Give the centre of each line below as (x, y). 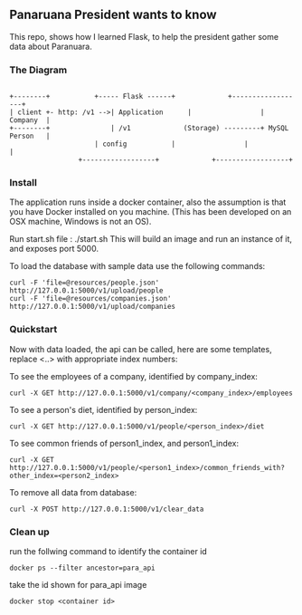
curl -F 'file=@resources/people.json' (85, 283)
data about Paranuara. (51, 46)
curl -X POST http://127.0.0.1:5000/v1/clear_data (107, 509)
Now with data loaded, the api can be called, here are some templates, (141, 349)
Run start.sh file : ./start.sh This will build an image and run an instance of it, (151, 239)
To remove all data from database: (73, 492)
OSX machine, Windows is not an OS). (80, 222)
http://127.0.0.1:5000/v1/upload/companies (93, 307)
